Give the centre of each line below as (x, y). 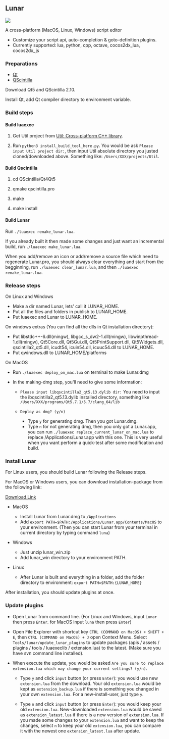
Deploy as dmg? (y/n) (43, 412)
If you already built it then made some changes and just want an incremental (84, 241)
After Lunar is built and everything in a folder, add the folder (82, 577)
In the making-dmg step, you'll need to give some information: (77, 382)
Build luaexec (20, 125)
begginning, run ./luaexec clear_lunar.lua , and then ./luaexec (72, 267)
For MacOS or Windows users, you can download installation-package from (84, 482)
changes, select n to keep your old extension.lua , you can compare (91, 725)
